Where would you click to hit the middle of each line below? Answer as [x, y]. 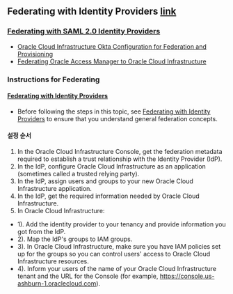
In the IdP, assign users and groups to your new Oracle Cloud [105, 181]
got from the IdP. [41, 232]
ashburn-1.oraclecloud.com [57, 284]
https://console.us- [187, 276]
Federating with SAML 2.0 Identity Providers [84, 31]
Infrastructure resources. [53, 261]
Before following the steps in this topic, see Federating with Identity [114, 111]
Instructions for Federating [54, 79]
